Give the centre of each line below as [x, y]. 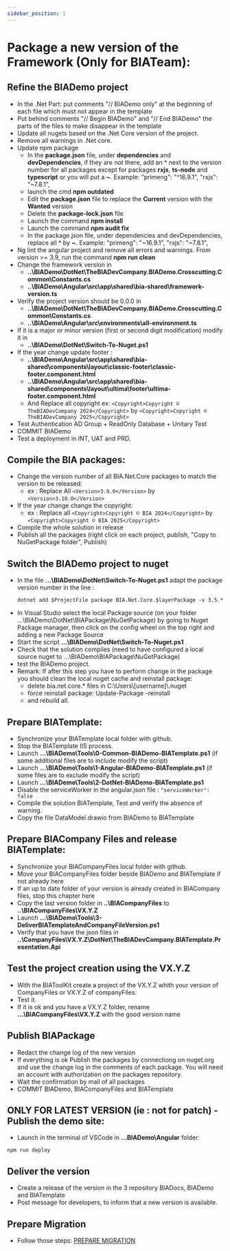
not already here [40, 881]
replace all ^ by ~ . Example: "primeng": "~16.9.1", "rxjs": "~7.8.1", [117, 243]
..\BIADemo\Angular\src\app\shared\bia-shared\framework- [116, 286]
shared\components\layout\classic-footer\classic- [102, 367]
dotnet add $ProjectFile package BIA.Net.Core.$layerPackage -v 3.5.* [120, 600]
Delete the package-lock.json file [75, 213]
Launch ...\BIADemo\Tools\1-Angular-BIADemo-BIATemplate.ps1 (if [115, 768]
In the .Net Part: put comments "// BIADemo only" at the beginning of [115, 104]
